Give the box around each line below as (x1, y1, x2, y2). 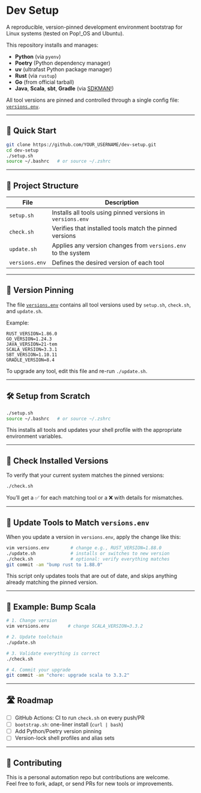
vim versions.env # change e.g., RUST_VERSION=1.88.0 (6, 544, 162, 551)
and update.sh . (6, 307, 43, 314)
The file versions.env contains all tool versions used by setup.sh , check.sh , (6, 301, 191, 308)
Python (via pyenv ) (14, 53, 61, 60)
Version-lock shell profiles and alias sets (14, 734, 115, 741)
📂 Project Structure (6, 180, 79, 190)
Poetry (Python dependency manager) (14, 59, 111, 66)
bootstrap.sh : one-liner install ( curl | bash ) (14, 721, 124, 728)
